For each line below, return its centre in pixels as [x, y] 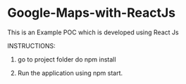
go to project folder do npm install [67, 59]
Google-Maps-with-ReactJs [92, 13]
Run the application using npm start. [70, 73]
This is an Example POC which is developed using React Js [93, 32]
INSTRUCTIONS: [31, 45]
